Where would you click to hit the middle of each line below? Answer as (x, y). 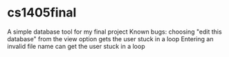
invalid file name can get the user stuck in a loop (76, 46)
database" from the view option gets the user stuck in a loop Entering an (110, 38)
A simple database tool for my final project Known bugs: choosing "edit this (115, 32)
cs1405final (42, 13)
